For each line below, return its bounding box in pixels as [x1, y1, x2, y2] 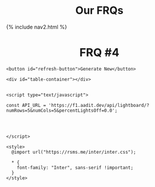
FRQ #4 [79, 45, 120, 59]
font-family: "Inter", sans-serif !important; [17, 165, 134, 171]
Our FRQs [75, 4, 124, 17]
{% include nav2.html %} [6, 23, 67, 30]
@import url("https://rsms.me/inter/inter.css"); [11, 149, 136, 156]
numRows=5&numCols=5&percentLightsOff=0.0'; [6, 107, 118, 114]
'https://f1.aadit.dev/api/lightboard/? [48, 103, 150, 109]
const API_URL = [6, 103, 46, 109]
